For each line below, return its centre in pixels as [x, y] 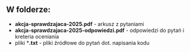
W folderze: [28, 10]
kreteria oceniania [37, 36]
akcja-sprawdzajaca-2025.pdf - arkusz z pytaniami [79, 24]
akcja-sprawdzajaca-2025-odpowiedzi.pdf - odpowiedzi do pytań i [99, 30]
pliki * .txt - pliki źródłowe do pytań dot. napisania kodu [82, 43]
